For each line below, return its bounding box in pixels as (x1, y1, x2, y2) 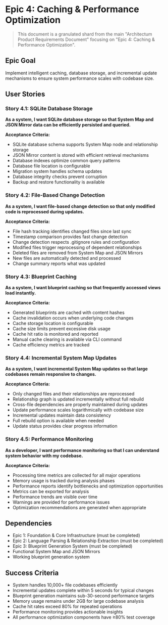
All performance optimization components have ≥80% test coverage (12, 614, 155, 620)
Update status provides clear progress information (12, 423, 118, 429)
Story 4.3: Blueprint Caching (5, 273, 77, 280)
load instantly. (5, 290, 36, 296)
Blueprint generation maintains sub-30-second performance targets (12, 593, 154, 599)
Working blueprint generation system (12, 554, 90, 560)
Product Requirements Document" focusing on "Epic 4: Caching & (17, 36, 155, 42)
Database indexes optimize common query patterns (12, 158, 121, 164)
